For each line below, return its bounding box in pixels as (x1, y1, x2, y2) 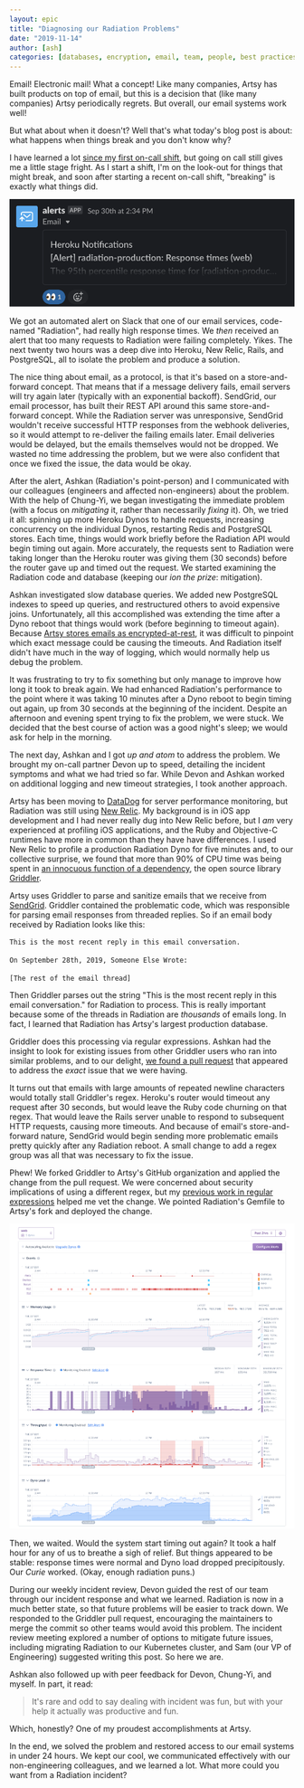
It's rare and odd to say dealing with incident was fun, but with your (31, 1697, 283, 1707)
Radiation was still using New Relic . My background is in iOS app (9, 805, 251, 816)
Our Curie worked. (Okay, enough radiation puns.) (9, 1566, 196, 1578)
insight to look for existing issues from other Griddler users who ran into (9, 1046, 278, 1057)
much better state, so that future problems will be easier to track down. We (9, 1603, 289, 1614)
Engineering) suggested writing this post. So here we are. (9, 1651, 224, 1662)
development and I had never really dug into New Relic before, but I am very (9, 815, 294, 826)
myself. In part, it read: (9, 1679, 93, 1689)
